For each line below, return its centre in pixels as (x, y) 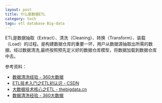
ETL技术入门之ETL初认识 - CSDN (46, 83)
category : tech (21, 19)
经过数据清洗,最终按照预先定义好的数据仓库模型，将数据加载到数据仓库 (85, 50)
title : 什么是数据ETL (25, 14)
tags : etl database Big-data (35, 23)
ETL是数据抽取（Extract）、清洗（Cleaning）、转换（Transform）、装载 (75, 38)
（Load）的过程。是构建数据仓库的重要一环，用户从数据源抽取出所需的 (77, 44)
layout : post (18, 10)
